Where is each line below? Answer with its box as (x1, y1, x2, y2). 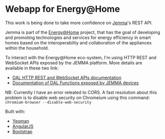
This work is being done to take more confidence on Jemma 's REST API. (5, 20, 153, 26)
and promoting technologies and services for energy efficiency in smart (5, 35, 151, 40)
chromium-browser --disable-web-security (5, 100, 92, 104)
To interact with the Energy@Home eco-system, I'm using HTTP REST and (5, 54, 157, 60)
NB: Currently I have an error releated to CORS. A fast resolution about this (5, 89, 157, 95)
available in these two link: (5, 65, 59, 71)
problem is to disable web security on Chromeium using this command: (5, 95, 150, 101)
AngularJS (12, 123, 34, 129)
